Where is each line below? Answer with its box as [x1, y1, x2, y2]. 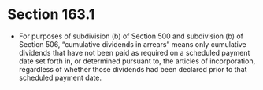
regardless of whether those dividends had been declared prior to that [18, 64, 247, 74]
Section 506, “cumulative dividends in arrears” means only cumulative [18, 39, 246, 49]
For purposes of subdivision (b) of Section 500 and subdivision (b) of [18, 31, 243, 41]
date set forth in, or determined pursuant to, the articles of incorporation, [18, 56, 256, 66]
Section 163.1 [7, 5, 95, 23]
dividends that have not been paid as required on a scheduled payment [18, 48, 250, 57]
